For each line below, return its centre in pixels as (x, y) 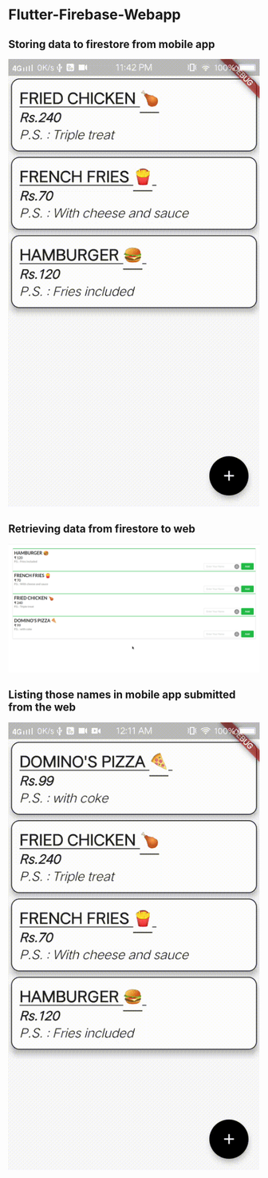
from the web (42, 708)
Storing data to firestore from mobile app (112, 44)
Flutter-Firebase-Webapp (95, 15)
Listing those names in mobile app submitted (122, 695)
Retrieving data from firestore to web (102, 529)
